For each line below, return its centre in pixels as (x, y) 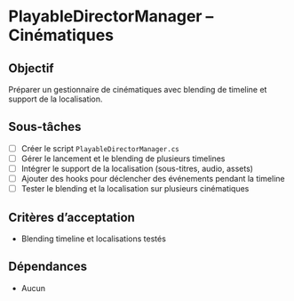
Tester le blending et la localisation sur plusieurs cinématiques (135, 189)
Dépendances (48, 267)
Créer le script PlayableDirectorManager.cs (100, 148)
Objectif (31, 68)
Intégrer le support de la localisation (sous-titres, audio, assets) (137, 168)
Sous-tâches (45, 127)
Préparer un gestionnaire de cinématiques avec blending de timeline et (138, 89)
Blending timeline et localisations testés (93, 239)
